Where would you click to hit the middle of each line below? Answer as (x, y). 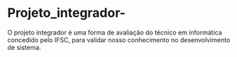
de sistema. (24, 47)
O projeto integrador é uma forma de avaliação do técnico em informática (115, 32)
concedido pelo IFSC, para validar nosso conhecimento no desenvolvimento (119, 39)
